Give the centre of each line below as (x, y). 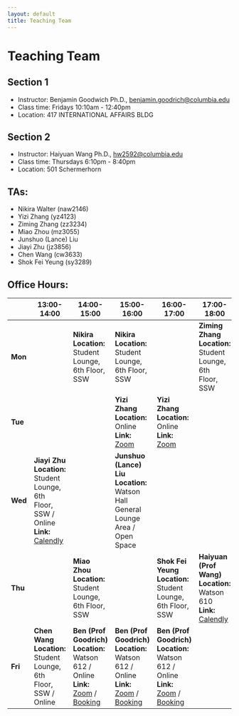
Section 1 (28, 82)
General (128, 509)
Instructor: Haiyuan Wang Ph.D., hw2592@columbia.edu (100, 154)
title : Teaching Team (39, 21)
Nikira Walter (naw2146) (53, 209)
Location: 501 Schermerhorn (59, 169)
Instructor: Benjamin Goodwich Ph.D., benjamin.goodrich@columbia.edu (123, 99)
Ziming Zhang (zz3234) (52, 224)
